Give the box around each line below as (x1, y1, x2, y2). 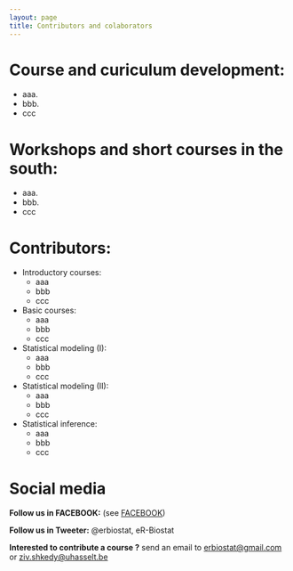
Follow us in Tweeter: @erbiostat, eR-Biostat (9, 525, 175, 535)
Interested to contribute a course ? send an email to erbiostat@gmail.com (9, 542, 282, 553)
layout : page (9, 12, 58, 22)
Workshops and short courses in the (9, 139, 284, 159)
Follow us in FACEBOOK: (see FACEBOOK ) (9, 508, 166, 518)
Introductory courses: (21, 267, 102, 278)
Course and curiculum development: (9, 60, 286, 80)
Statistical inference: (21, 419, 98, 429)
